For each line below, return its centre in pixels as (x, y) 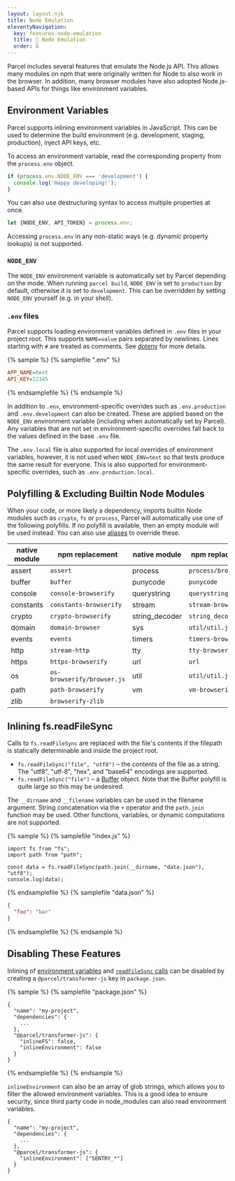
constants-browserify (86, 605)
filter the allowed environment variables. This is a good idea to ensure (108, 1093)
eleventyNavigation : (37, 27)
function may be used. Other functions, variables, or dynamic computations (116, 815)
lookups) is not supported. (45, 244)
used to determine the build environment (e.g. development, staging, (106, 135)
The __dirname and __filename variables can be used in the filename (106, 800)
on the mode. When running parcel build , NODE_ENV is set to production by (115, 283)
